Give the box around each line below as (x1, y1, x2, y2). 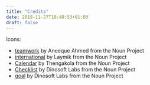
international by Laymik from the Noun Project (14, 54, 127, 61)
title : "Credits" (6, 8, 49, 15)
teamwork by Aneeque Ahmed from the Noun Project (14, 47, 145, 54)
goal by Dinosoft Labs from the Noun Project (14, 72, 123, 80)
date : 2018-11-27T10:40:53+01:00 (6, 14, 89, 20)
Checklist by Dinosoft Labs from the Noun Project (14, 66, 136, 73)
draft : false (6, 19, 38, 25)
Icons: (6, 36, 21, 43)
